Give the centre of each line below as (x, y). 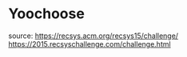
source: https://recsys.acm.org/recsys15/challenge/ (93, 36)
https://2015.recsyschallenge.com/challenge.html (90, 44)
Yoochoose (47, 14)
